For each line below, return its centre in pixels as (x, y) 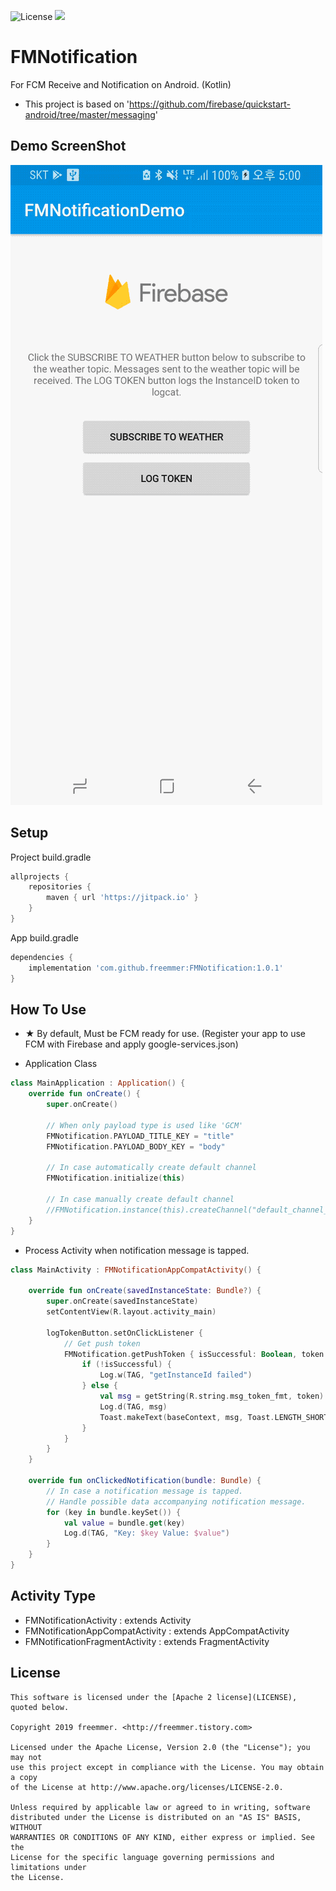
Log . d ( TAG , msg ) (133, 1406)
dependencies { (42, 957)
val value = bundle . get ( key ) (124, 1523)
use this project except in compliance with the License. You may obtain (167, 1767)
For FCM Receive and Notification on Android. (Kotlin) (121, 84)
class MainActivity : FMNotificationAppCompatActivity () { (136, 1270)
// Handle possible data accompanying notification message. (176, 1501)
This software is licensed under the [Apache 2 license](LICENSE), (154, 1697)
